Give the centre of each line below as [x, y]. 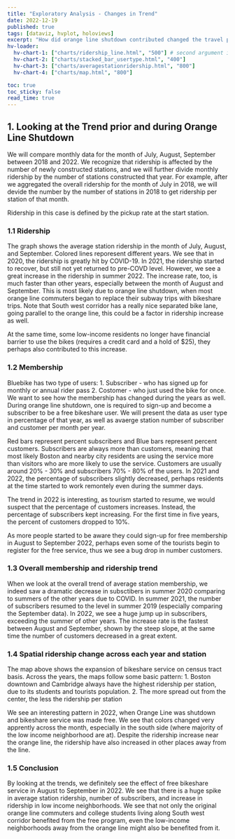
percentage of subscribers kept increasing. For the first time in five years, [113, 514]
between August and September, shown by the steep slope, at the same [111, 628]
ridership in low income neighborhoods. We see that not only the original [112, 806]
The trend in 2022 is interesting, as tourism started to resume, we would [111, 499]
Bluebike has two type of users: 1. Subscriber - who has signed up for [108, 382]
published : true [31, 27]
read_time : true [31, 98]
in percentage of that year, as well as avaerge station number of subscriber [115, 420]
